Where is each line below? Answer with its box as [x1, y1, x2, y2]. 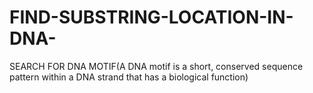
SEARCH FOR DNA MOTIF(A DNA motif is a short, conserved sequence [9, 60, 304, 72]
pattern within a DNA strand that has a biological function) [9, 71, 249, 83]
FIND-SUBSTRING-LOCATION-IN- [9, 6, 294, 29]
